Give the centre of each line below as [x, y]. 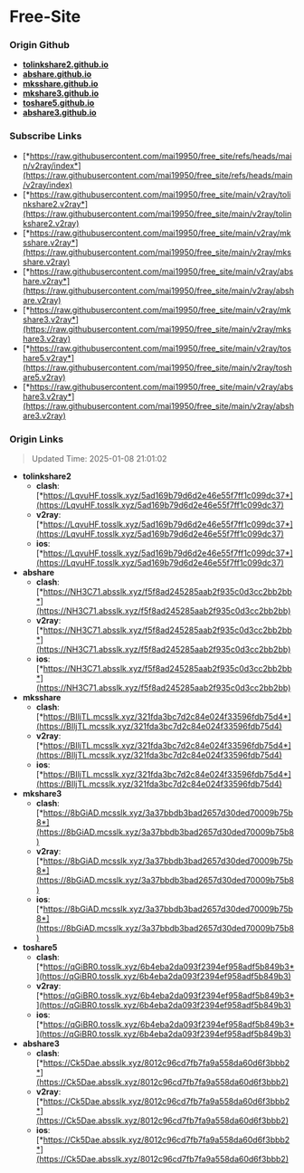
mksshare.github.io [60, 84]
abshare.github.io [57, 74]
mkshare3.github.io [61, 93]
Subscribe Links [46, 136]
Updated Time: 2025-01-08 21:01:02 [99, 459]
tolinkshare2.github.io [65, 64]
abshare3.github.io [59, 113]
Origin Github [40, 45]
